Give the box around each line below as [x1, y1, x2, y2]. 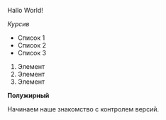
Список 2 [17, 41, 46, 49]
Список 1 [17, 33, 45, 42]
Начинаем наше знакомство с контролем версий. [7, 105, 160, 113]
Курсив [7, 20, 30, 28]
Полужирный [7, 92, 50, 99]
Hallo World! [7, 6, 44, 14]
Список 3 [17, 49, 47, 57]
